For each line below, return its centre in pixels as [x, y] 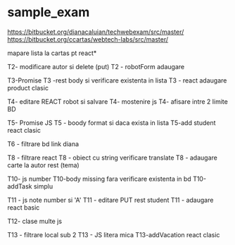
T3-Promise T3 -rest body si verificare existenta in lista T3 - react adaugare [117, 80]
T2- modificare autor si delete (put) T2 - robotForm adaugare [96, 66]
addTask [20, 186]
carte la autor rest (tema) [43, 165]
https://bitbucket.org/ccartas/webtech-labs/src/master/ [88, 39]
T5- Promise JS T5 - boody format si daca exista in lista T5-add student [112, 122]
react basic [24, 207]
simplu [43, 186]
